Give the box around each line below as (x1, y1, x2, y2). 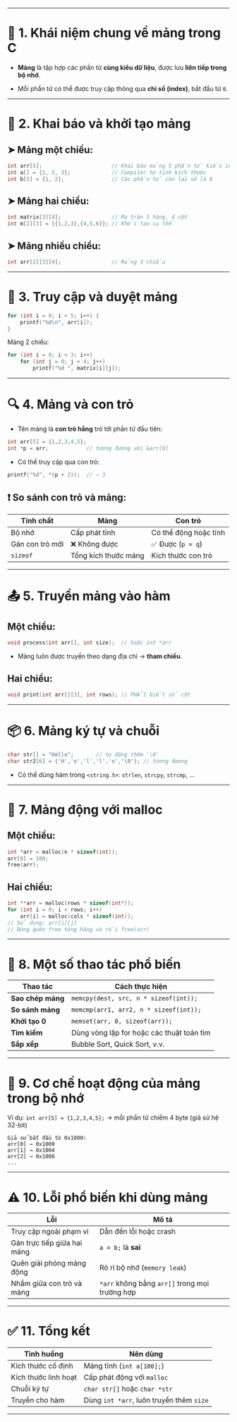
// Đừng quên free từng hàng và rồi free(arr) (7, 926, 150, 933)
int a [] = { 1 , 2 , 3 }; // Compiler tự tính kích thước (7, 168, 207, 176)
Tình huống (24, 1349, 64, 1359)
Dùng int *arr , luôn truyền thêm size (83, 1395, 209, 1405)
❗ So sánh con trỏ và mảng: (7, 491, 127, 503)
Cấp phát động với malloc (83, 1373, 169, 1383)
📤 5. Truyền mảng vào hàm (7, 588, 171, 603)
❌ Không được (70, 539, 119, 549)
